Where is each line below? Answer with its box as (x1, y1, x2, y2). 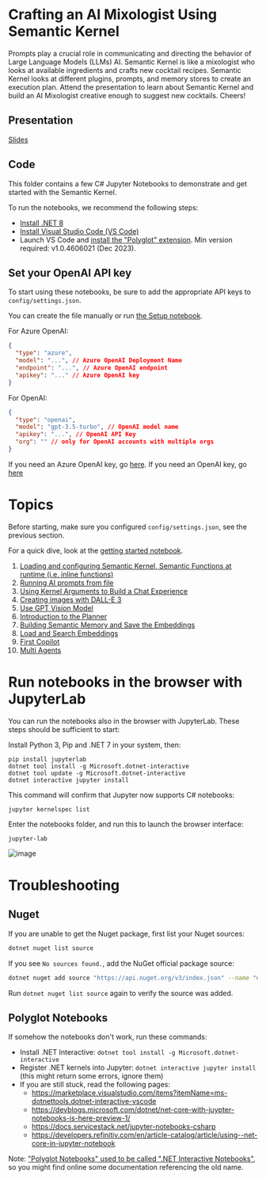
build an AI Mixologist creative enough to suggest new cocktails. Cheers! (8, 90, 246, 100)
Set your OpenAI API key (8, 266, 132, 279)
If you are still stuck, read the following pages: (19, 1080, 170, 1090)
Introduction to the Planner (19, 611, 108, 621)
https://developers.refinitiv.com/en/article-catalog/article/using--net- (31, 1130, 258, 1140)
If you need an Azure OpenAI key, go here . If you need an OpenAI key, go (8, 459, 247, 469)
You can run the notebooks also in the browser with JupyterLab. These (8, 716, 240, 726)
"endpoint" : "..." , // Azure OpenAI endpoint (15, 364, 169, 372)
